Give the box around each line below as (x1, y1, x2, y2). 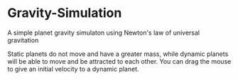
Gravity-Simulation (7, 5, 122, 21)
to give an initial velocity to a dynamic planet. (7, 64, 139, 73)
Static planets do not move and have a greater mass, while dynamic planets (7, 50, 229, 58)
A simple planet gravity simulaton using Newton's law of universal (7, 28, 200, 37)
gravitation (7, 35, 39, 44)
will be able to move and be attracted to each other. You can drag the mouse (7, 57, 232, 65)
